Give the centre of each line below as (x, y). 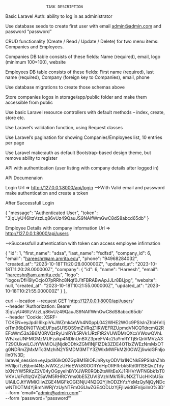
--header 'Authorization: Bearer (38, 306)
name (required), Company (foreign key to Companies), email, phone (78, 77)
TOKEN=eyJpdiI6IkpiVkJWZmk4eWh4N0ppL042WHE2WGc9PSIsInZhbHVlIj (85, 322)
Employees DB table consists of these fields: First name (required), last (80, 72)
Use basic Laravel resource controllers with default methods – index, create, (85, 112)
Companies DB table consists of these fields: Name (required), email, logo (83, 56)
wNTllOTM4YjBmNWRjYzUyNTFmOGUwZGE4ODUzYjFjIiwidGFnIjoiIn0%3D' (85, 387)
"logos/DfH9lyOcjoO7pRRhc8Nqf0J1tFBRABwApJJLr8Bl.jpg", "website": (81, 280)
